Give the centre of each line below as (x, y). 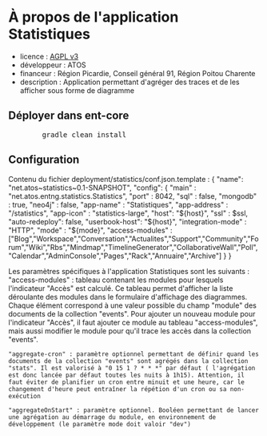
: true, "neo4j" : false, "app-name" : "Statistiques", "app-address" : (118, 204)
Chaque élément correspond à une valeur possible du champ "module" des (133, 305)
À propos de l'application (94, 17)
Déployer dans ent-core (69, 116)
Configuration (44, 160)
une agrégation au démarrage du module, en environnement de (112, 417)
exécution (25, 396)
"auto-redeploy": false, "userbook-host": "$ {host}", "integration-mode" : (128, 221)
